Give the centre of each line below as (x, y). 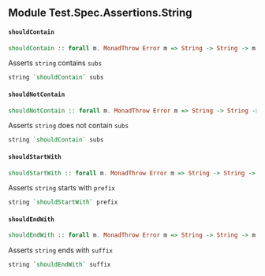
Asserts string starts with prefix (62, 188)
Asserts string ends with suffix (60, 250)
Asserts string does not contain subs (68, 126)
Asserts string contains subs (55, 63)
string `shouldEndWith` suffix (60, 265)
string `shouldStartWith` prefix (63, 202)
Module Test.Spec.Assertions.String (100, 13)
